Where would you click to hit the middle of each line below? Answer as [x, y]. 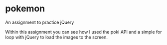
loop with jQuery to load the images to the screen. [57, 37]
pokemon [25, 9]
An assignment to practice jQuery [40, 22]
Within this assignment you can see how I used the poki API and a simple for [83, 32]
